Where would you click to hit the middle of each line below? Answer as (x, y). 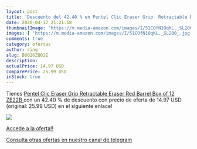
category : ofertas (28, 45)
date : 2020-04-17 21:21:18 (39, 22)
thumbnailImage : (26, 28)
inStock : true (23, 77)
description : (22, 60)
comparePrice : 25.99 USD (36, 72)
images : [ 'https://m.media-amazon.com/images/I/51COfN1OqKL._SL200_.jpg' (99, 33)
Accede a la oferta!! (30, 128)
